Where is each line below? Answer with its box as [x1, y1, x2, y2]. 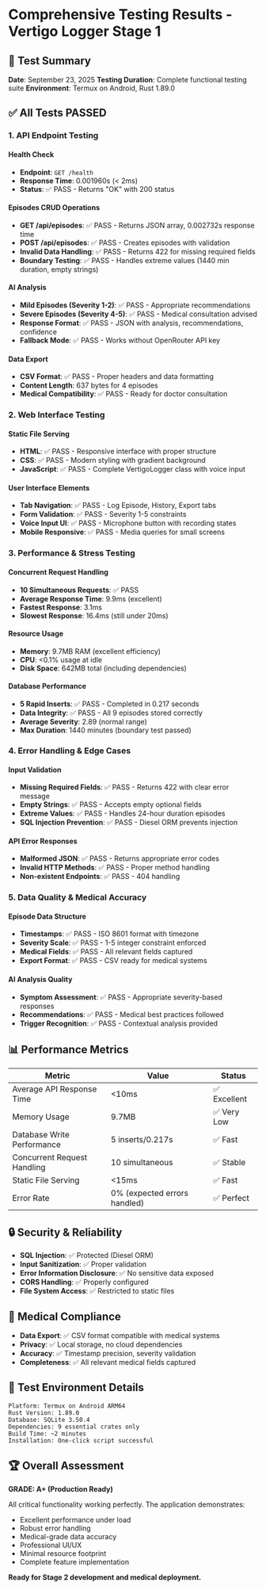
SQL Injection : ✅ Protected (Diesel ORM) [19, 1251, 154, 1260]
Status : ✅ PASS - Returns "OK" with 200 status [19, 184, 175, 193]
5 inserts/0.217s [110, 1134, 173, 1145]
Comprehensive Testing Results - [8, 6, 233, 24]
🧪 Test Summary [8, 54, 91, 67]
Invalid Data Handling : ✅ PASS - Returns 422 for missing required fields [19, 247, 256, 256]
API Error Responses [8, 836, 78, 846]
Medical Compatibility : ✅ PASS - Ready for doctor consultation [19, 389, 228, 399]
